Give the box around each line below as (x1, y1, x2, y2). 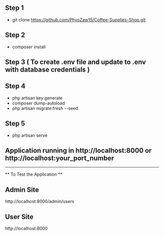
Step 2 (5, 31, 25, 39)
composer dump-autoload (12, 100, 65, 106)
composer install (12, 44, 46, 50)
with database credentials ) (5, 66, 90, 74)
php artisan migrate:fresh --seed (12, 105, 79, 111)
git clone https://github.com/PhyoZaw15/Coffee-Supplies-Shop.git (12, 17, 146, 22)
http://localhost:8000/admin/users (5, 199, 75, 204)
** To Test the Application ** (5, 171, 62, 177)
